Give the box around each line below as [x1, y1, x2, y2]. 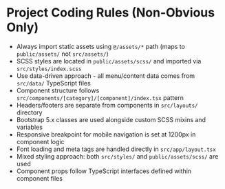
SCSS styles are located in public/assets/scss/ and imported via [16, 57, 202, 65]
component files [16, 174, 63, 182]
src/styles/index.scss [16, 66, 82, 72]
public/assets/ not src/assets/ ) [16, 50, 109, 58]
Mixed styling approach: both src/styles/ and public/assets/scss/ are [16, 152, 219, 160]
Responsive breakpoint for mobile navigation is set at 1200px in [16, 130, 196, 139]
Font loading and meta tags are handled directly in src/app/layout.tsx [16, 145, 216, 153]
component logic [16, 137, 65, 146]
